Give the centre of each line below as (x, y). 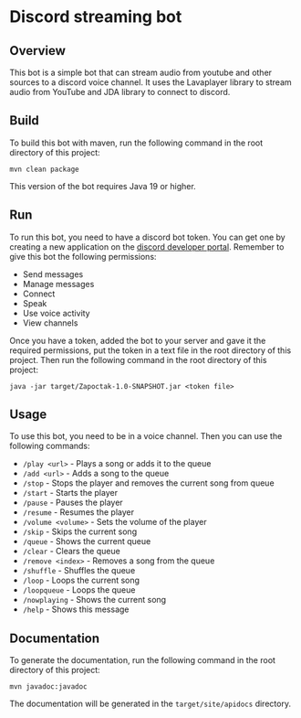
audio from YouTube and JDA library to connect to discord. (120, 92)
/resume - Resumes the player (78, 512)
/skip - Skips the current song (80, 531)
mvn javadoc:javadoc (49, 687)
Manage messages (58, 284)
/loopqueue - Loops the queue (79, 590)
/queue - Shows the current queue (87, 541)
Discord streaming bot (96, 17)
